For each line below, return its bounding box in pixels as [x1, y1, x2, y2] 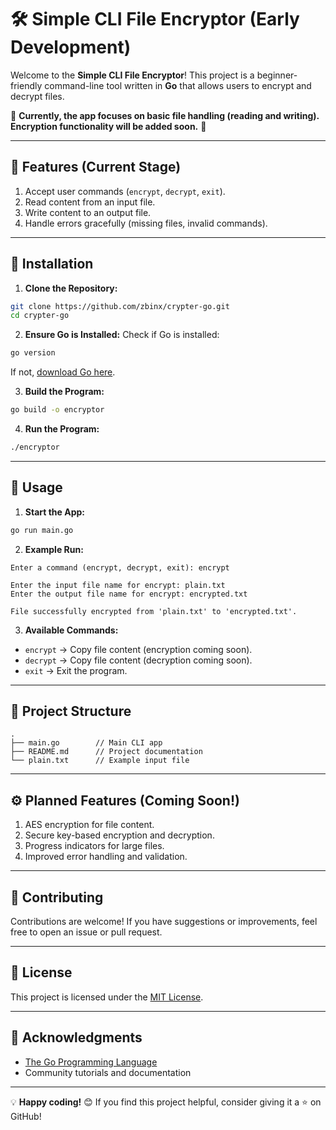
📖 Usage [10, 479, 63, 496]
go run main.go [10, 525, 74, 535]
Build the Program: [24, 386, 105, 398]
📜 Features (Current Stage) [10, 159, 182, 176]
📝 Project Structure [10, 703, 132, 720]
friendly [10, 79, 43, 91]
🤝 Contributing [10, 889, 104, 906]
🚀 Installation [10, 256, 94, 273]
